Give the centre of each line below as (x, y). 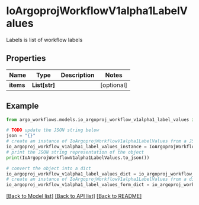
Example (23, 106)
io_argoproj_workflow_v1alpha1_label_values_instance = (76, 147)
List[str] (43, 85)
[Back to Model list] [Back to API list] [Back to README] (74, 196)
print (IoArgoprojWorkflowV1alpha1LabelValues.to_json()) (78, 158)
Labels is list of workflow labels (44, 40)
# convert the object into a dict (49, 168)
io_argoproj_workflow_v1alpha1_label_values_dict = (71, 174)
